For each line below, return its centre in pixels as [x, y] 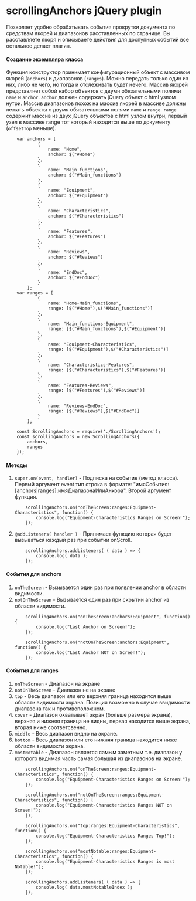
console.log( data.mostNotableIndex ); [84, 887]
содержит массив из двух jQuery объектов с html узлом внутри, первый [97, 116]
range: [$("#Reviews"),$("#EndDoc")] [94, 411]
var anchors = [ [37, 139]
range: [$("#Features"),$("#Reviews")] [96, 391]
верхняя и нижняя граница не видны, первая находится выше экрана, [102, 721]
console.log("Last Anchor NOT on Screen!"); [91, 652]
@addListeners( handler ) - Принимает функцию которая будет [93, 534]
